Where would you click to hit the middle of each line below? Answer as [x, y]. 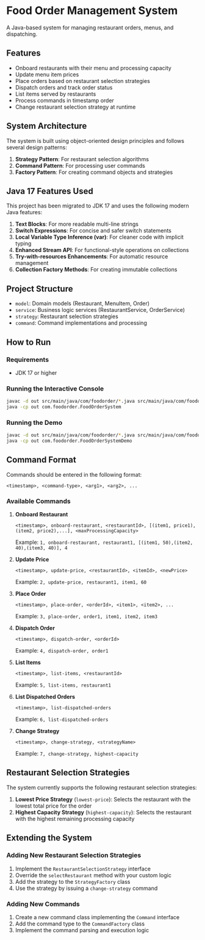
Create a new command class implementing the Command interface [97, 917]
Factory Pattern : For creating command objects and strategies [94, 172]
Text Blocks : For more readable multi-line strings [77, 224]
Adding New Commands [43, 904]
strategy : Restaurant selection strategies [67, 316]
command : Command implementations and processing [81, 323]
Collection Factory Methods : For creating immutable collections [96, 270]
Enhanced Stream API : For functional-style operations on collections [102, 250]
